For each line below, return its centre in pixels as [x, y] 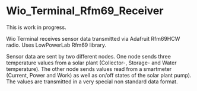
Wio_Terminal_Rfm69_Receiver [85, 11]
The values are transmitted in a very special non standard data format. [92, 82]
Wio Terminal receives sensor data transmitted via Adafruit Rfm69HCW [93, 38]
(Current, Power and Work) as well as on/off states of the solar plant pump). [99, 75]
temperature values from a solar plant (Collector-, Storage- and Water [91, 63]
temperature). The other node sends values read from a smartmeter [89, 69]
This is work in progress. [36, 27]
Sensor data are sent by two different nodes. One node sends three [88, 56]
